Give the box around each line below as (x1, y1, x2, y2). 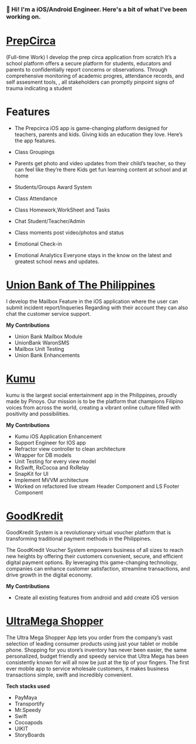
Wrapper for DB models (14, 451, 72, 459)
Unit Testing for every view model (14, 458, 97, 465)
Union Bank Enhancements (14, 351, 80, 359)
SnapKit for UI (14, 470, 49, 477)
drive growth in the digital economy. (6, 571, 92, 578)
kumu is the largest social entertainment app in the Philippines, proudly (6, 391, 177, 398)
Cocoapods (14, 719, 43, 726)
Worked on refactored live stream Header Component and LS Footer (14, 483, 180, 490)
